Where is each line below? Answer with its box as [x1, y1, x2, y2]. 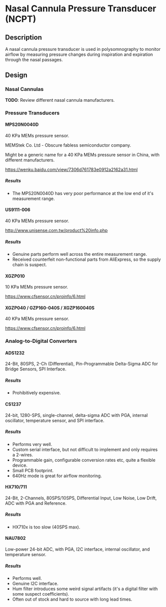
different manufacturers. [5, 157, 55, 163]
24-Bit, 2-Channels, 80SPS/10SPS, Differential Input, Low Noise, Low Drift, [5, 495, 157, 501]
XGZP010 [5, 273, 25, 279]
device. [12, 462, 28, 468]
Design [5, 71, 28, 80]
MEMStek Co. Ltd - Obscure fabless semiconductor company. [5, 142, 131, 148]
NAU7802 [5, 535, 26, 541]
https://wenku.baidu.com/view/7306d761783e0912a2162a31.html [5, 166, 138, 172]
